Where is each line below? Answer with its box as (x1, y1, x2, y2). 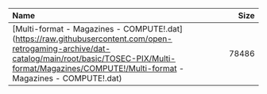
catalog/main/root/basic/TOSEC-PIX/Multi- (12, 53, 176, 64)
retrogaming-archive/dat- (12, 43, 111, 54)
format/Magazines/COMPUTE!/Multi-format (12, 63, 177, 73)
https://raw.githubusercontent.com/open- (15, 33, 172, 44)
